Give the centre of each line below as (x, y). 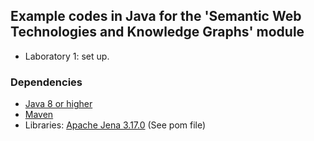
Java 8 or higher (58, 104)
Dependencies (46, 82)
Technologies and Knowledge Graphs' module (157, 32)
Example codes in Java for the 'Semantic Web (156, 16)
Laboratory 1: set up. (67, 56)
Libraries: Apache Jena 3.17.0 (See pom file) (115, 125)
